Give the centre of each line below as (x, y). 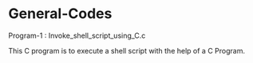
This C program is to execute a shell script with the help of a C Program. (127, 50)
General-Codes (60, 14)
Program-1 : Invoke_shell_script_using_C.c (77, 35)
